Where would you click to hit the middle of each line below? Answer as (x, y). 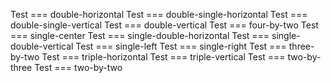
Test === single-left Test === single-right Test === (181, 46)
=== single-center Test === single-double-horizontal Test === (140, 35)
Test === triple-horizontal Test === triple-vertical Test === (163, 57)
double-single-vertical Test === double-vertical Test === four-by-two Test (164, 25)
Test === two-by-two (78, 67)
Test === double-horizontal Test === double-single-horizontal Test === (159, 14)
